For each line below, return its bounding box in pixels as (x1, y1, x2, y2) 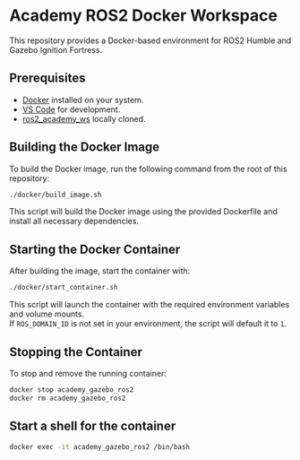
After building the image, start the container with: (9, 265, 191, 276)
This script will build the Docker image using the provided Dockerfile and (9, 206, 278, 217)
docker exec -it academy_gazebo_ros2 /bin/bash (9, 442, 191, 451)
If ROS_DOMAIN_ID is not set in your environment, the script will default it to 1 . (9, 318, 287, 329)
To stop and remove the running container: (9, 368, 167, 378)
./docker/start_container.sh (9, 283, 118, 292)
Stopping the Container (9, 344, 143, 360)
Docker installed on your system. (21, 94, 144, 105)
